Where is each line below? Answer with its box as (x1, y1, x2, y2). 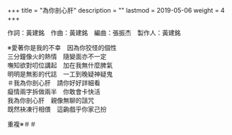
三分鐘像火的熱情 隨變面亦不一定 (7, 52, 107, 60)
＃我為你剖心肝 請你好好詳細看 (7, 79, 100, 86)
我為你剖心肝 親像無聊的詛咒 (7, 96, 94, 104)
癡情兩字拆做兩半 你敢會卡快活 (7, 87, 100, 96)
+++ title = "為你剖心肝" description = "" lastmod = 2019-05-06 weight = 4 (7, 6, 225, 14)
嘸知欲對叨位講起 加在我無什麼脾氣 (7, 61, 113, 69)
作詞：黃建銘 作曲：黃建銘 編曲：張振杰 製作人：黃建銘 (7, 29, 181, 37)
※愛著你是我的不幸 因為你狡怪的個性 (7, 44, 117, 51)
